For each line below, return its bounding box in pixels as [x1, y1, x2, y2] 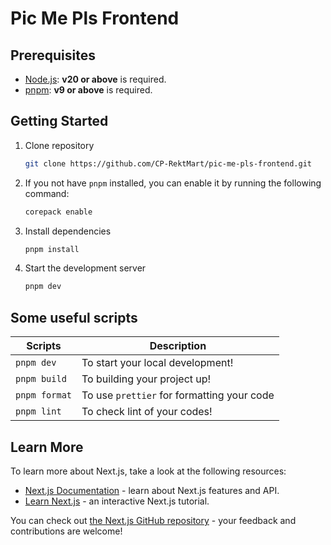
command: [24, 187, 70, 199]
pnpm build [15, 373, 67, 385]
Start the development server [24, 262, 147, 274]
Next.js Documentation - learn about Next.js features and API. [24, 484, 280, 496]
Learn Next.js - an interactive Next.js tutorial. [24, 495, 210, 507]
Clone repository [24, 139, 95, 151]
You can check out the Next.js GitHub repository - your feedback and [10, 514, 297, 526]
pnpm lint [15, 406, 62, 417]
